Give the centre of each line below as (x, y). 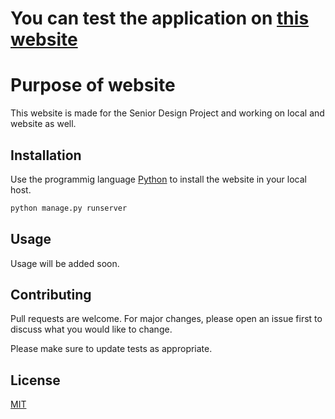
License (35, 380)
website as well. (43, 124)
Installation (46, 155)
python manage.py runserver (69, 208)
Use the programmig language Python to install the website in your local (158, 179)
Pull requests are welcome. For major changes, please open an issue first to (166, 319)
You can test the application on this (160, 18)
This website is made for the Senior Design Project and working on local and (167, 113)
